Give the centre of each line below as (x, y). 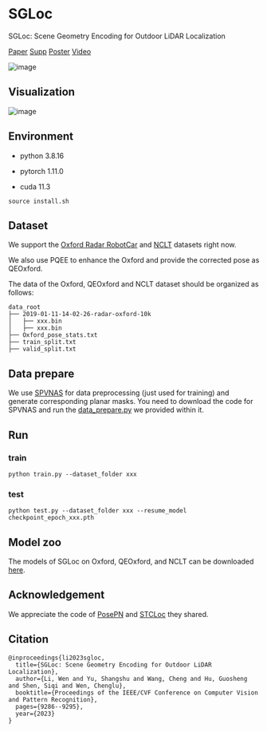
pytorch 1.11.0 (41, 171)
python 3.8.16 (42, 156)
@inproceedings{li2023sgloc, (57, 658)
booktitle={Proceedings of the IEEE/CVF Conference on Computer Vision (137, 692)
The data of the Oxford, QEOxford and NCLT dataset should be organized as (133, 284)
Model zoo (35, 542)
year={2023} (35, 714)
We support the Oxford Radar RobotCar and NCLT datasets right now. (122, 245)
